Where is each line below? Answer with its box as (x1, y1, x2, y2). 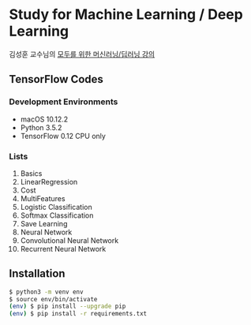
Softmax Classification (20, 211, 94, 220)
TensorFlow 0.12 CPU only (20, 131, 106, 140)
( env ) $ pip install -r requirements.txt (9, 310, 148, 318)
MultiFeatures (20, 193, 66, 203)
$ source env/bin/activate (9, 295, 98, 303)
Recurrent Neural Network (20, 244, 107, 253)
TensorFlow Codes (9, 73, 103, 86)
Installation (9, 267, 66, 281)
